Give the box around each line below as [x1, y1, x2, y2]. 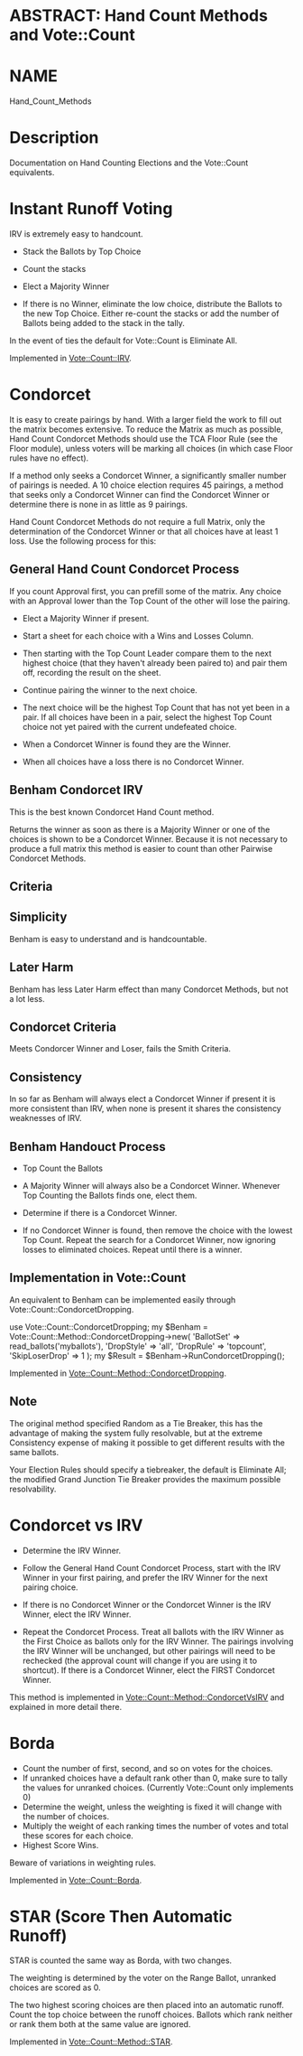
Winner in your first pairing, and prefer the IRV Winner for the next [22, 1572, 269, 1583]
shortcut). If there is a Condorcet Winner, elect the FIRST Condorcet [22, 1664, 275, 1676]
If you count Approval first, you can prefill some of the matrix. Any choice [9, 585, 282, 596]
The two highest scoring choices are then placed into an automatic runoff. [9, 2000, 284, 2011]
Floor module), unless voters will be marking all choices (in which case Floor [9, 443, 293, 453]
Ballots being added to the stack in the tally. [22, 318, 185, 328]
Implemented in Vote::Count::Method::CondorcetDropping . [9, 1368, 227, 1378]
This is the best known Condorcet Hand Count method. [9, 806, 215, 818]
